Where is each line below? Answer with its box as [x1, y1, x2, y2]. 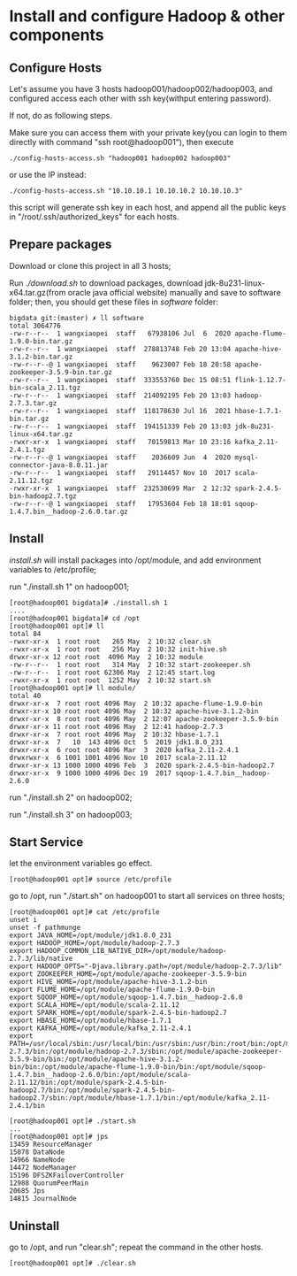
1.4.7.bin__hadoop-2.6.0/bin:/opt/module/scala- [9, 1071, 192, 1080]
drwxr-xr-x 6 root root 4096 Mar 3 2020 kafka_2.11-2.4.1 [9, 745, 240, 754]
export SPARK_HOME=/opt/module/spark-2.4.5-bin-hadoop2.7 [9, 1009, 227, 1018]
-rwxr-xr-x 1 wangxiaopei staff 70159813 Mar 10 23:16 [9, 437, 232, 446]
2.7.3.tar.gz [9, 398, 57, 408]
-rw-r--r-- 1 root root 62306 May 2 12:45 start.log [9, 668, 216, 677]
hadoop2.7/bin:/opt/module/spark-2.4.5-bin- [9, 1086, 176, 1095]
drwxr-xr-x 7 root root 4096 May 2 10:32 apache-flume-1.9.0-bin [9, 699, 263, 708]
